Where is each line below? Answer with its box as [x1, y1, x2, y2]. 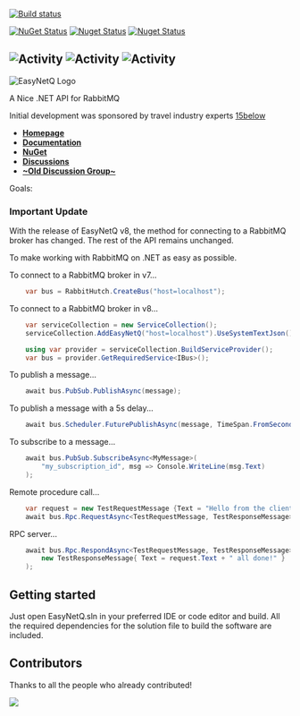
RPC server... [9, 528, 58, 539]
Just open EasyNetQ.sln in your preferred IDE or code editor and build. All [9, 611, 280, 622]
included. [9, 630, 44, 641]
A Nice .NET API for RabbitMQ [9, 92, 121, 103]
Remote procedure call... [9, 486, 100, 497]
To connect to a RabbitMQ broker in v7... [9, 269, 158, 281]
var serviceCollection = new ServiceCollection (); [25, 320, 218, 329]
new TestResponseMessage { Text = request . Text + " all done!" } [41, 554, 286, 563]
